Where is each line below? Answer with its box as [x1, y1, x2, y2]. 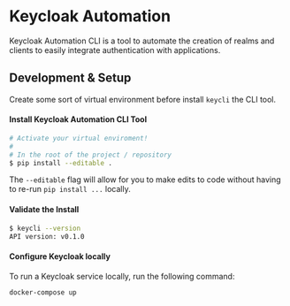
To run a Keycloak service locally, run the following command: [9, 271, 235, 281]
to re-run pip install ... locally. [9, 184, 131, 195]
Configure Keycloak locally [9, 251, 111, 262]
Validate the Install [9, 204, 80, 215]
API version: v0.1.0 [9, 232, 86, 241]
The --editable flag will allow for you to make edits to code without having [9, 174, 281, 185]
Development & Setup [9, 71, 132, 86]
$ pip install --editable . [9, 158, 113, 167]
